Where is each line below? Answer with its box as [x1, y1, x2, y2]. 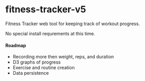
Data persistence [12, 70, 49, 76]
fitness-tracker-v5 [5, 4, 86, 15]
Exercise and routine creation [12, 65, 75, 71]
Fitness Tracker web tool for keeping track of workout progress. [5, 21, 140, 27]
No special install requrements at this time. [5, 30, 95, 36]
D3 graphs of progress [12, 59, 61, 65]
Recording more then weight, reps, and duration [12, 54, 114, 60]
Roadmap [5, 42, 27, 48]
